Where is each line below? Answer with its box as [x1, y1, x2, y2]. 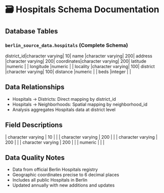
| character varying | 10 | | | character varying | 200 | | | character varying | [5, 134, 158, 140]
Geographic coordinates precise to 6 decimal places [12, 172, 119, 178]
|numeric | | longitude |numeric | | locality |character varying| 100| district [5, 63, 155, 69]
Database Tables [5, 27, 58, 35]
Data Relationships [5, 83, 65, 91]
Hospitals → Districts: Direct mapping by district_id [12, 96, 116, 102]
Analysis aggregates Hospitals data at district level [12, 107, 115, 113]
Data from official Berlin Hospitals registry [12, 166, 98, 173]
